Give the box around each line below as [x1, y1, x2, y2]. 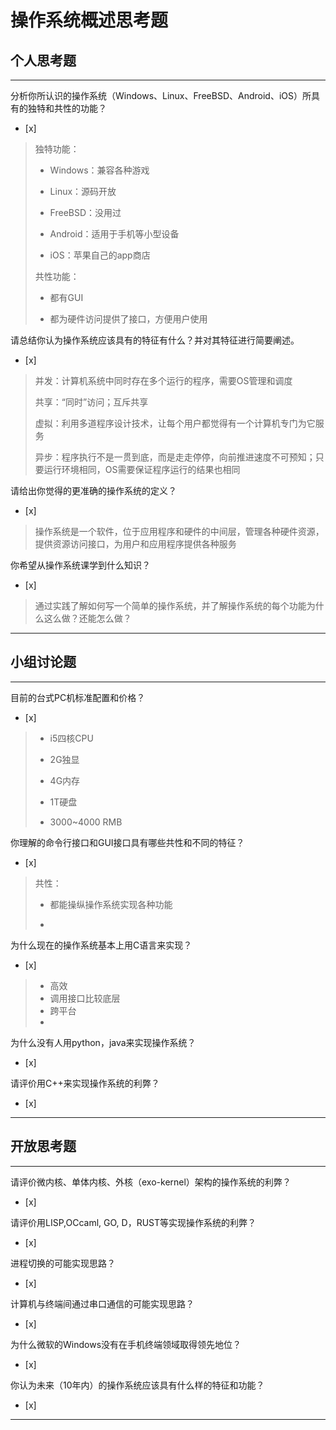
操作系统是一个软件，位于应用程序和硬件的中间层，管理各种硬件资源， [34, 526, 325, 537]
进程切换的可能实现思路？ [10, 1257, 116, 1269]
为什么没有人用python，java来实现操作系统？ [10, 1036, 197, 1048]
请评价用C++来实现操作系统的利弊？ [10, 1077, 160, 1089]
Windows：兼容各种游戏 [49, 164, 150, 176]
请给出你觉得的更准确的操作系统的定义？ [10, 485, 177, 496]
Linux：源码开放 [49, 186, 117, 197]
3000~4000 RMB [49, 816, 123, 828]
